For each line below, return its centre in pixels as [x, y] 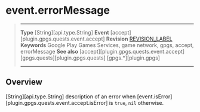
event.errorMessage [58, 10]
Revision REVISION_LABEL [139, 39]
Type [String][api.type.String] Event [64, 32]
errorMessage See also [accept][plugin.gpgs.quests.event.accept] [102, 51]
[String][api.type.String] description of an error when [71, 97]
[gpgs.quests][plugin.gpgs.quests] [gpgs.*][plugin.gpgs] [90, 58]
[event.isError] [155, 97]
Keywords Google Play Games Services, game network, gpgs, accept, [107, 45]
